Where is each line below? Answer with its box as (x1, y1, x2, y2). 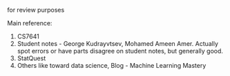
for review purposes (7, 6, 65, 14)
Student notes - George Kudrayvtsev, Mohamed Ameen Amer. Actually (17, 40, 219, 47)
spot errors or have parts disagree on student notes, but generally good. (17, 47, 223, 55)
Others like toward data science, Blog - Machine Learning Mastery (17, 62, 207, 69)
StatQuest (17, 54, 46, 62)
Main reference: (7, 19, 52, 27)
